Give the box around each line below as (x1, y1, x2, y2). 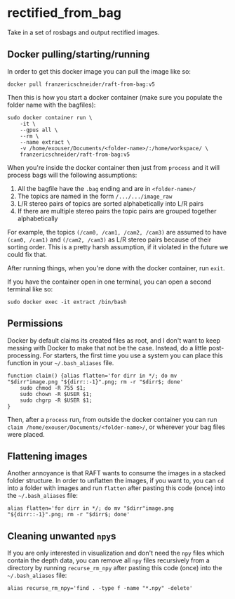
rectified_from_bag (7, 5, 121, 21)
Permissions (7, 317, 63, 329)
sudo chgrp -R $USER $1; (20, 397, 93, 404)
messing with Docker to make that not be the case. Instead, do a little (7, 343, 207, 352)
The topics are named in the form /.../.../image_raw (17, 192, 173, 200)
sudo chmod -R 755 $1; (20, 384, 86, 391)
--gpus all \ (20, 126, 58, 133)
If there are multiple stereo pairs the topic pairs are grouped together (17, 206, 217, 215)
